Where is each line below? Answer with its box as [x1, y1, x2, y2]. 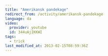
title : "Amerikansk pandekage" [5, 7, 69, 12]
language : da [5, 16, 32, 21]
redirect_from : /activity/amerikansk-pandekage [5, 12, 104, 17]
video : [5, 20, 18, 26]
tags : [5, 35, 16, 39]
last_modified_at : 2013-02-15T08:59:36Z [5, 43, 89, 48]
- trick [9, 39, 25, 44]
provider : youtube [9, 25, 47, 30]
